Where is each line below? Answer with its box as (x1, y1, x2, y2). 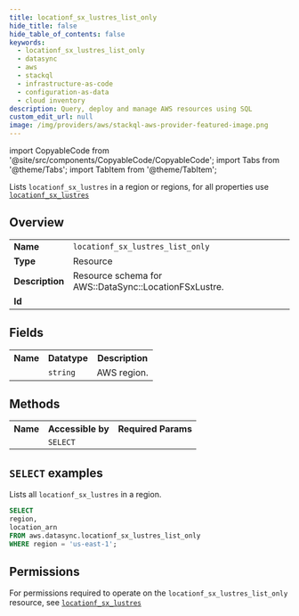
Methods (9, 397, 61, 412)
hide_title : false (9, 21, 77, 30)
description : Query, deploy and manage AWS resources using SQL (9, 104, 253, 113)
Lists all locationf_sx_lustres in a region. (9, 489, 162, 500)
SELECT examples (9, 465, 104, 480)
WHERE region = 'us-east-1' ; (9, 539, 117, 548)
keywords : (9, 37, 46, 47)
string (47, 367, 76, 377)
